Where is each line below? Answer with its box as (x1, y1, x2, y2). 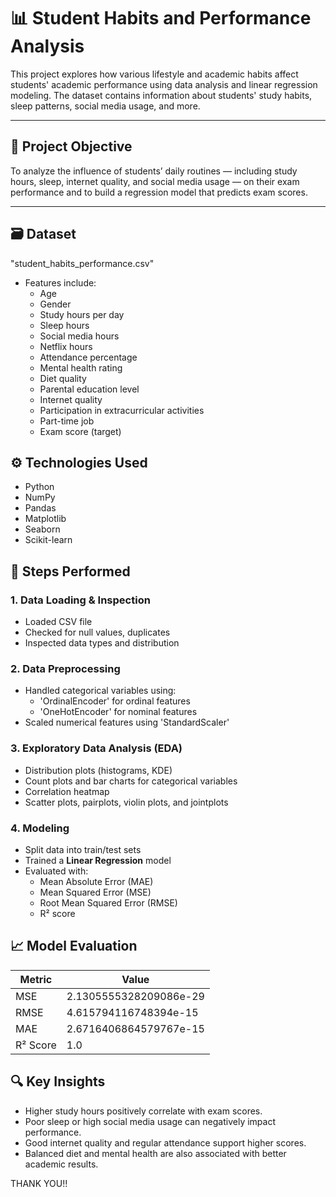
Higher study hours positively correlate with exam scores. (24, 1105, 263, 1117)
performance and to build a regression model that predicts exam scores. (10, 186, 308, 198)
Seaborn (24, 523, 61, 535)
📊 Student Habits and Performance (10, 7, 312, 30)
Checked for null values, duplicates (24, 626, 171, 639)
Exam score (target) (39, 425, 122, 437)
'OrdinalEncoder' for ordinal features (39, 695, 191, 707)
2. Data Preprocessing (10, 661, 121, 675)
